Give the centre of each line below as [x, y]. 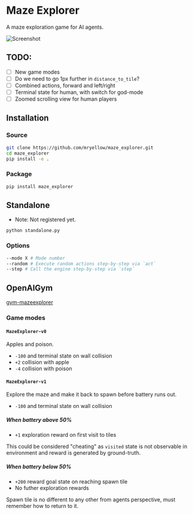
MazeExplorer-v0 [26, 331]
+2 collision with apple [42, 362]
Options [18, 246]
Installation [27, 118]
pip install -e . [28, 159]
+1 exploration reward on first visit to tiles [65, 435]
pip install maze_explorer [40, 186]
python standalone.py [33, 231]
